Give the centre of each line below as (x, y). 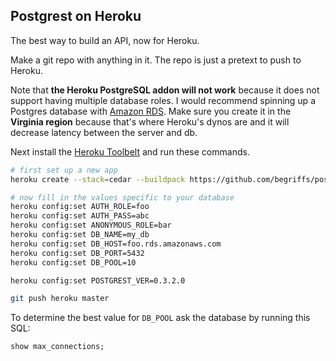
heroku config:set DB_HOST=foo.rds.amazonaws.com (116, 244)
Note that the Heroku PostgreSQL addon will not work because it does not (165, 90)
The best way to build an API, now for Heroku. (105, 40)
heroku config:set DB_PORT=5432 (77, 253)
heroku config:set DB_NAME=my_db (80, 235)
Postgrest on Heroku (76, 16)
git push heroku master (60, 299)
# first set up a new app (64, 170)
